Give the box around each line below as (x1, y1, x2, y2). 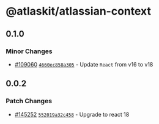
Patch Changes (6, 97, 53, 105)
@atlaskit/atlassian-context (6, 4, 151, 18)
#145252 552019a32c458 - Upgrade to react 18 (14, 111, 130, 118)
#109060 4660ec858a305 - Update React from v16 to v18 (14, 60, 153, 68)
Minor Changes (6, 47, 53, 56)
